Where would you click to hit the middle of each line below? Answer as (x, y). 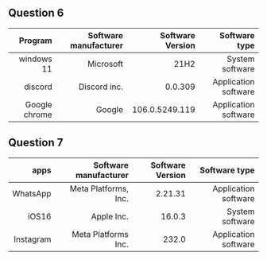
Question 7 (36, 143)
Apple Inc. (110, 216)
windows (36, 59)
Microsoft (105, 64)
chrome (38, 114)
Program (36, 41)
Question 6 (36, 13)
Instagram (33, 239)
